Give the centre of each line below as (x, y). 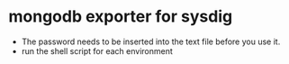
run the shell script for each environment (97, 50)
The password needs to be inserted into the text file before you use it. (151, 41)
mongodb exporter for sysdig (121, 17)
